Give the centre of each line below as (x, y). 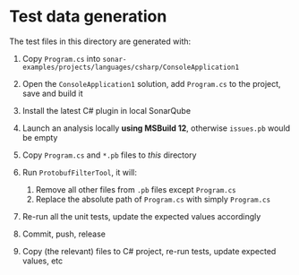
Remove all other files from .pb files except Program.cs (136, 189)
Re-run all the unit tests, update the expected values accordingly (141, 216)
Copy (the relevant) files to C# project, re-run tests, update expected (149, 251)
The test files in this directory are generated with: (100, 41)
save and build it (52, 93)
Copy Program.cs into (61, 58)
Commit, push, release (64, 234)
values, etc (43, 261)
